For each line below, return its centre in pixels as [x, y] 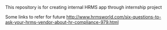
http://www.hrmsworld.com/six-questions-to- [114, 17]
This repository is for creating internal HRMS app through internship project [84, 7]
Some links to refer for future [35, 17]
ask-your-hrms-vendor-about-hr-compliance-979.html [62, 22]
